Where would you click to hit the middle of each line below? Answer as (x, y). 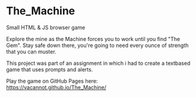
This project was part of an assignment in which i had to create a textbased (98, 63)
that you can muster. (31, 51)
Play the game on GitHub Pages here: (52, 81)
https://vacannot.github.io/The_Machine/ (56, 87)
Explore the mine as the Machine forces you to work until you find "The (93, 39)
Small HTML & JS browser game (46, 27)
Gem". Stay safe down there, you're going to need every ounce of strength (97, 45)
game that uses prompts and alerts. (50, 69)
